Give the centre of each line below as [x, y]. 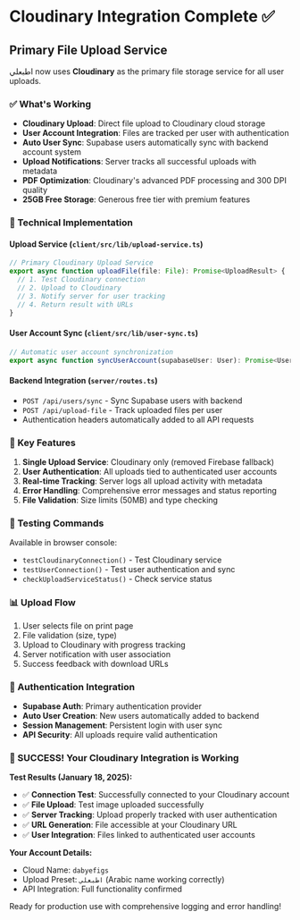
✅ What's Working [50, 104]
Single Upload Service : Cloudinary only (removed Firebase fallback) [148, 462]
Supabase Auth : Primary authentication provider [112, 706]
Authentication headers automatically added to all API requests [138, 419]
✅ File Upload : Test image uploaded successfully [113, 805]
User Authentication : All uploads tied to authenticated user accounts [150, 472]
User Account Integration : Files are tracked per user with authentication [155, 133]
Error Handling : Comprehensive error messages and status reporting [149, 490]
